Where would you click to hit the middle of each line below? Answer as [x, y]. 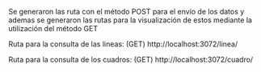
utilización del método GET [53, 28]
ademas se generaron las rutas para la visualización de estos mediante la [130, 20]
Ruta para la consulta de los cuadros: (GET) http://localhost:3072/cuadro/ [131, 60]
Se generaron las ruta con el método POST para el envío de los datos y [126, 12]
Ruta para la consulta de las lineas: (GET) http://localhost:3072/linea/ [123, 44]
